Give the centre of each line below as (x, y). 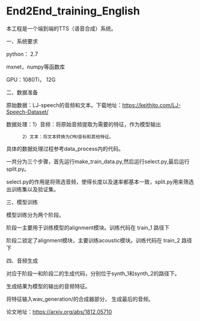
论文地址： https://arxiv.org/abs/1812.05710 (59, 311)
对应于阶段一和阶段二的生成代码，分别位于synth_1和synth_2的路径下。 (93, 273)
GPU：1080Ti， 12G (31, 79)
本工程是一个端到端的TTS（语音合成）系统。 (62, 28)
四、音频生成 (22, 260)
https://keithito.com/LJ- (152, 105)
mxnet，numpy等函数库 (35, 67)
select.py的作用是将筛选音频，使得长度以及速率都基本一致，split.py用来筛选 (100, 182)
